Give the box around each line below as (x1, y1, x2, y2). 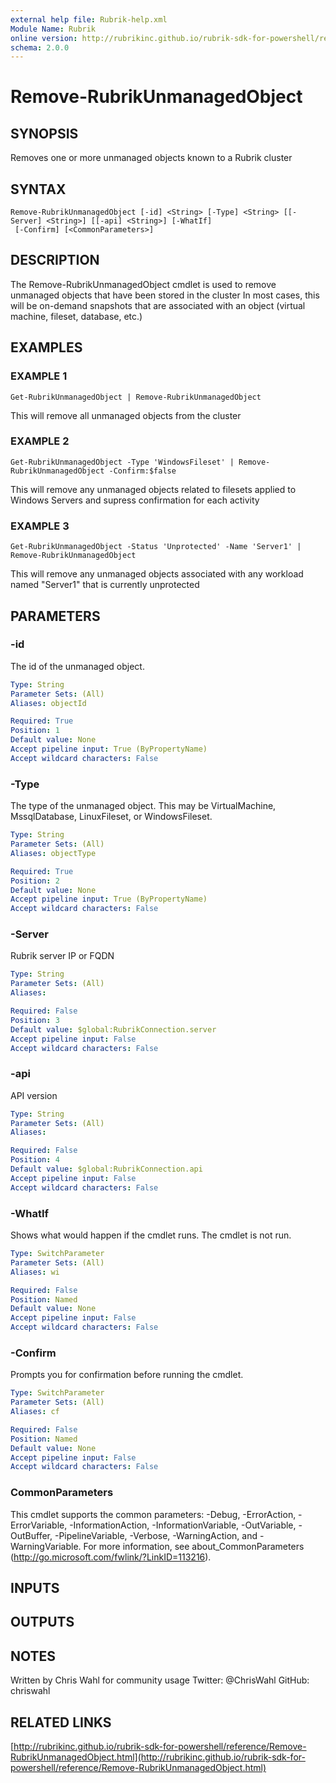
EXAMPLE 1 (10, 369, 68, 383)
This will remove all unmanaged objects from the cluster (10, 409, 242, 421)
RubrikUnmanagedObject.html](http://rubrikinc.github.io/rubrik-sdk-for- (10, 1751, 306, 1763)
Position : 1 (10, 726, 60, 736)
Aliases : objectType (10, 848, 97, 858)
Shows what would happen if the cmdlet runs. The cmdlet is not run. (10, 1229, 292, 1241)
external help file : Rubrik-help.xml (10, 14, 168, 25)
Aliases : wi (10, 1267, 60, 1277)
